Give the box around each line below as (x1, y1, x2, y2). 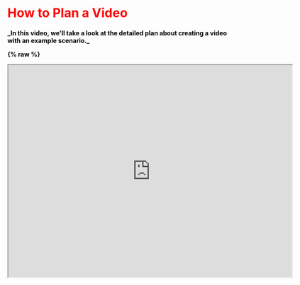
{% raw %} (7, 50, 40, 58)
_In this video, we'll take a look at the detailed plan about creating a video (7, 28, 227, 37)
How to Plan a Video (7, 5, 128, 21)
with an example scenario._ (7, 36, 90, 45)
